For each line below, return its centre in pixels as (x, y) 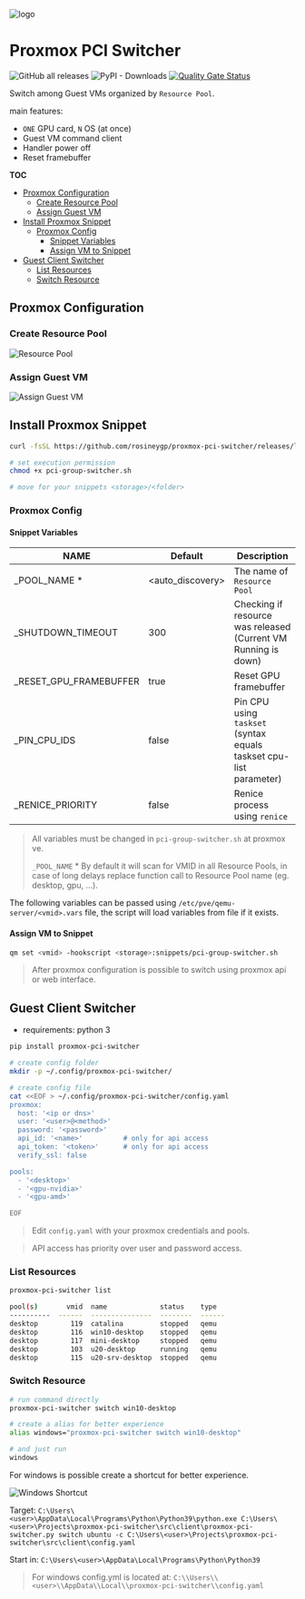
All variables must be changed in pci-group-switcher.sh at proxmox (158, 839)
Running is (256, 650)
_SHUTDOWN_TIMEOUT (66, 633)
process (251, 805)
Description (262, 556)
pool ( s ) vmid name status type (113, 1307)
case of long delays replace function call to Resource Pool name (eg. (160, 876)
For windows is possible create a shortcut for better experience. (129, 1475)
